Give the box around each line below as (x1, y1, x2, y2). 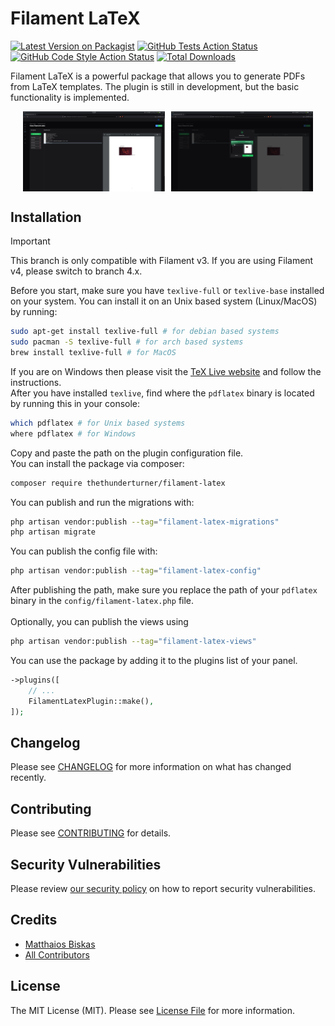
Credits (10, 912, 58, 929)
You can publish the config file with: (10, 545, 158, 557)
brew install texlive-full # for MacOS (10, 348, 177, 358)
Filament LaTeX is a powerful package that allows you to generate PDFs (10, 70, 306, 82)
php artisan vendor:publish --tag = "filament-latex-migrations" (10, 517, 280, 527)
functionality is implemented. (10, 91, 130, 103)
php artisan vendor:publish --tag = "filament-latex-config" (10, 566, 262, 576)
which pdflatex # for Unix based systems (10, 418, 186, 428)
